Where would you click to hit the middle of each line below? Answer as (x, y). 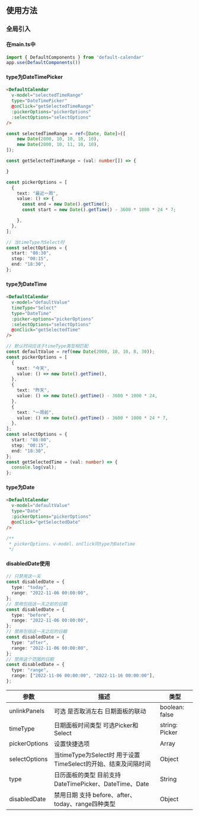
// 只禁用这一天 (23, 576)
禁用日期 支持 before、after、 (95, 795)
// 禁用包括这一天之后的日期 (37, 632)
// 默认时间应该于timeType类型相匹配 (47, 346)
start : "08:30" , (31, 253)
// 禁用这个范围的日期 (30, 659)
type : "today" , (30, 588)
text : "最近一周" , (38, 193)
